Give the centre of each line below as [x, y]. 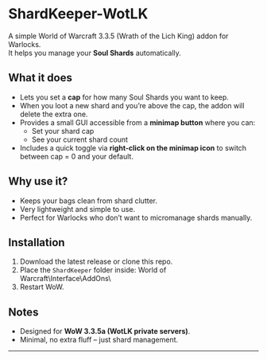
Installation [37, 243]
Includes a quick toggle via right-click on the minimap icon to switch [133, 147]
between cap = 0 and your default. [76, 156]
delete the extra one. [54, 114]
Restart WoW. [42, 287]
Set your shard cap [63, 131]
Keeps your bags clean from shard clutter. [88, 201]
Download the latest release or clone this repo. [96, 262]
